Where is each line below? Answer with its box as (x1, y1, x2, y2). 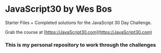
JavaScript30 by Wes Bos (5, 3, 112, 15)
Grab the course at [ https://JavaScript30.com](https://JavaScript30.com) (5, 29, 153, 35)
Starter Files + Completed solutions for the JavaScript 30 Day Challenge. (5, 20, 152, 26)
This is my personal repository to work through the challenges (5, 41, 156, 48)
